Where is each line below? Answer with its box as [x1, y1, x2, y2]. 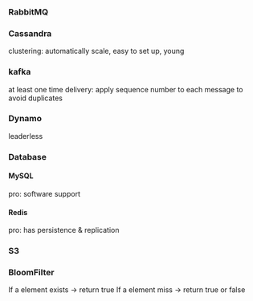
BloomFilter [8, 266, 55, 278]
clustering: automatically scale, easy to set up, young [8, 47, 185, 56]
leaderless [8, 131, 43, 140]
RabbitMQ [8, 6, 49, 18]
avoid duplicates [8, 93, 63, 103]
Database [8, 151, 47, 162]
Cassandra [8, 27, 52, 39]
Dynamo [8, 113, 43, 124]
